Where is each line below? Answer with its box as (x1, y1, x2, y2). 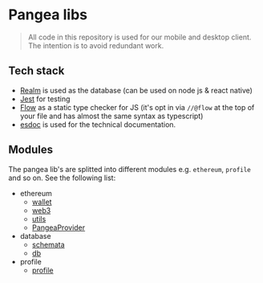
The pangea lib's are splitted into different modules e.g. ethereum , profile (8, 164, 251, 174)
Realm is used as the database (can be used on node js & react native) (19, 85, 253, 95)
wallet (31, 197, 52, 207)
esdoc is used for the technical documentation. (19, 119, 176, 129)
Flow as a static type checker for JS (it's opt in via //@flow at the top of (19, 102, 255, 112)
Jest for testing (19, 94, 71, 104)
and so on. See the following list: (8, 173, 116, 183)
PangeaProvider (31, 223, 86, 232)
